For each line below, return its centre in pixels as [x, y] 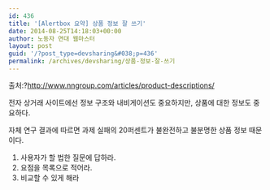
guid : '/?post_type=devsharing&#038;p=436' [83, 54]
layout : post [30, 46]
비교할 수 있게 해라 [50, 177]
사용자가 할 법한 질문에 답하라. [68, 157]
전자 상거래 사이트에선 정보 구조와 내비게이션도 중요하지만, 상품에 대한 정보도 [130, 102]
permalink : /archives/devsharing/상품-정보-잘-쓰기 [92, 62]
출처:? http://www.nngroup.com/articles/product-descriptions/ [112, 85]
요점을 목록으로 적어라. [56, 167]
